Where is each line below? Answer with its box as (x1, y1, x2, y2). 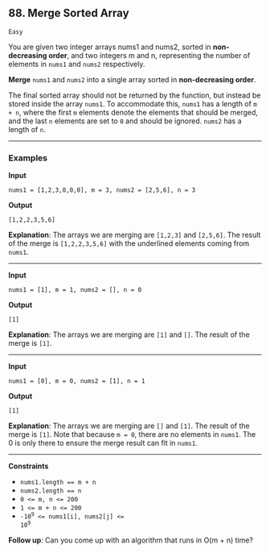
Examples (8, 152, 48, 164)
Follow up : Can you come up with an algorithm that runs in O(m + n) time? (8, 535, 254, 545)
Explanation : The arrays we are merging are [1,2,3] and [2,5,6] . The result (8, 230, 261, 240)
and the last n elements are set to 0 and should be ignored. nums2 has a (8, 116, 243, 126)
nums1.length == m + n (19, 479, 96, 487)
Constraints (8, 461, 49, 471)
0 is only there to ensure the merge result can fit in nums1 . (8, 439, 198, 448)
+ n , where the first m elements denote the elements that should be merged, (8, 107, 259, 117)
